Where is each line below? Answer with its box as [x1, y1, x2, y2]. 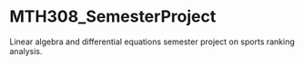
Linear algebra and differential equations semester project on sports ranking [9, 36, 296, 47]
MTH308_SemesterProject [9, 6, 217, 27]
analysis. [9, 45, 43, 56]
